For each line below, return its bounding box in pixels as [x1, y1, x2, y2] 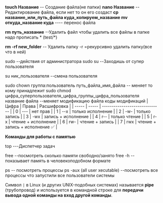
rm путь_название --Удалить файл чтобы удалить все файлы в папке [5, 29, 150, 35]
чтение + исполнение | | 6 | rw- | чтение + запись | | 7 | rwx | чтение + [11, 119, 157, 124]
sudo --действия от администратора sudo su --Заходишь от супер [5, 59, 144, 64]
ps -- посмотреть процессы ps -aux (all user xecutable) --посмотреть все [5, 167, 159, 173]
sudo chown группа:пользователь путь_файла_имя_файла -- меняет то [5, 82, 153, 88]
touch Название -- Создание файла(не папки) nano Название [5, 4, 135, 10]
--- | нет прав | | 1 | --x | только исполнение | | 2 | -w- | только [21, 108, 151, 114]
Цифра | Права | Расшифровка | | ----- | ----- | [5, 103, 101, 109]
